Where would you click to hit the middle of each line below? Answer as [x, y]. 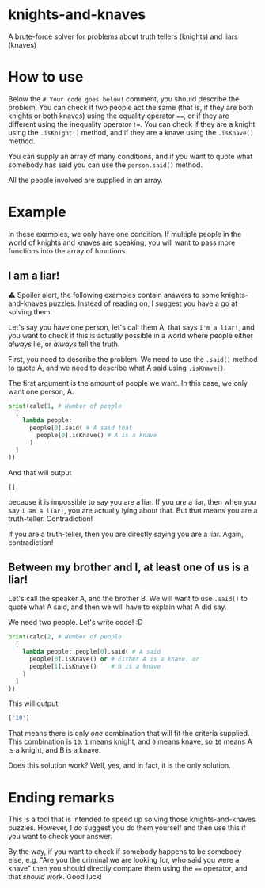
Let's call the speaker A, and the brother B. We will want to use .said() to [128, 599]
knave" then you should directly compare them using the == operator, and [128, 868]
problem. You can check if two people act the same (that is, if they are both [131, 107]
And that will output [40, 472]
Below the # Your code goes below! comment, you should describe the [124, 99]
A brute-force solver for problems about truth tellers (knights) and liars [123, 36]
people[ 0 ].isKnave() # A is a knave [97, 436]
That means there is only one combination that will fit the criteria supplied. [129, 734]
